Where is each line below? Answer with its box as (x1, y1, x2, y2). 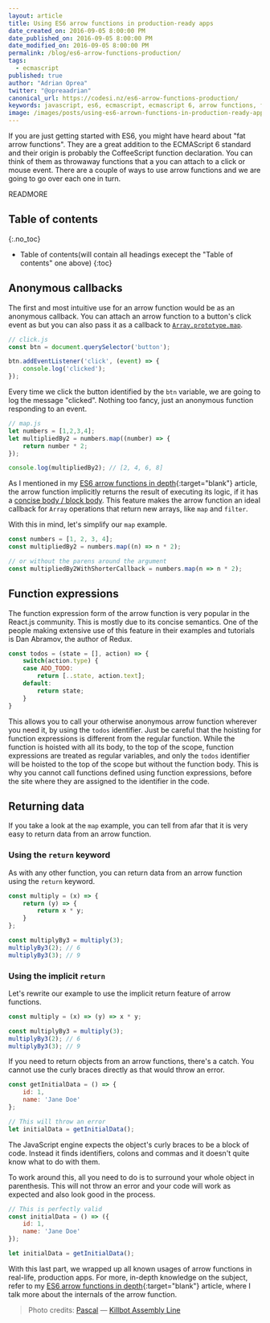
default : (22, 680, 52, 688)
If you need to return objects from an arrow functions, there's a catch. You (8, 1057, 255, 1066)
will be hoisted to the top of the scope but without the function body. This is (8, 759, 259, 769)
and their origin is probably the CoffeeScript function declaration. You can (8, 148, 253, 158)
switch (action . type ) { (22, 657, 99, 665)
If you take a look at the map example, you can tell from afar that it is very (8, 821, 248, 831)
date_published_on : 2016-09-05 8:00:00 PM (8, 34, 153, 43)
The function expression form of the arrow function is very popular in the (8, 608, 250, 618)
